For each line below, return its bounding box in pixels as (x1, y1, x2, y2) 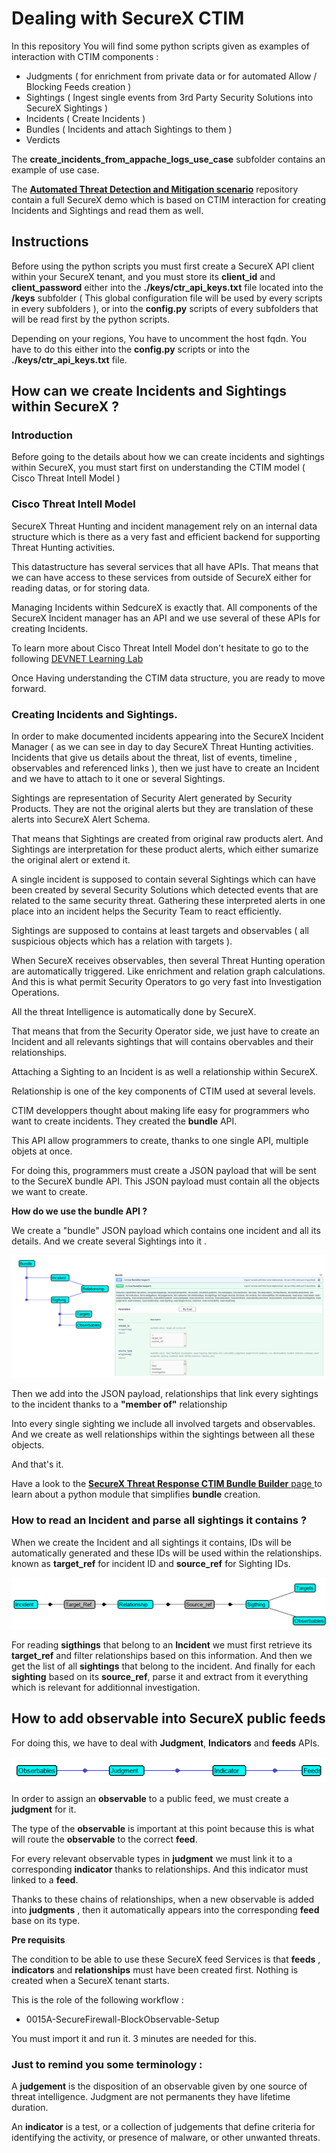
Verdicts (25, 133, 61, 146)
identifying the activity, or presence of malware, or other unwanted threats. (11, 2132, 321, 2144)
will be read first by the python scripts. (11, 313, 171, 325)
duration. (11, 2102, 49, 2114)
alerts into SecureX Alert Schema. (11, 813, 151, 826)
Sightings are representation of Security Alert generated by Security (11, 792, 293, 804)
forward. (11, 682, 47, 694)
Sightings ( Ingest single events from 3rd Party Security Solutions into (25, 91, 314, 103)
